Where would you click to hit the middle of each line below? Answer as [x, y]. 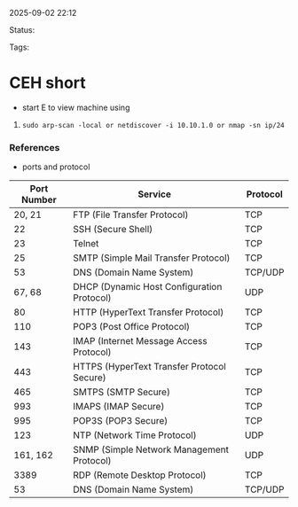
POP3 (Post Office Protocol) [132, 327]
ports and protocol [56, 167]
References [35, 147]
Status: [22, 30]
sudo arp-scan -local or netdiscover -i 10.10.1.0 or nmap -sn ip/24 [153, 125]
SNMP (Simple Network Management [151, 449]
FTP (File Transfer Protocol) [131, 214]
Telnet [86, 244]
